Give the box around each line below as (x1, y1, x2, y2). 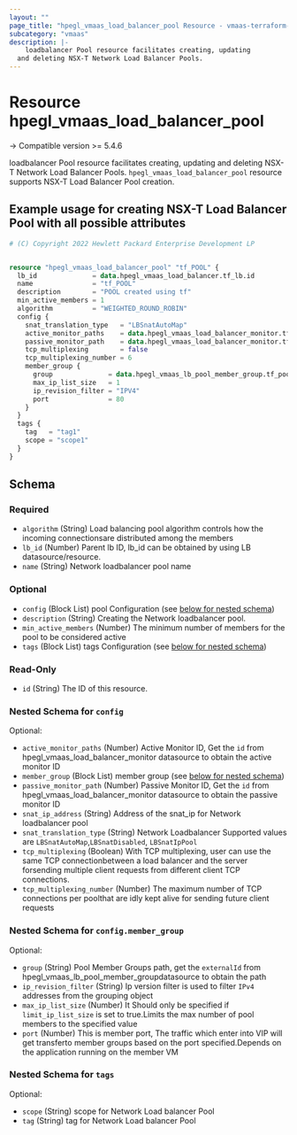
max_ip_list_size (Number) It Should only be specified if (21, 1000, 230, 1010)
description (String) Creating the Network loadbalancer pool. (21, 613, 246, 623)
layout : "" (9, 12, 49, 22)
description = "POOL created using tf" (17, 288, 192, 297)
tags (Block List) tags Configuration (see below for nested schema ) (21, 641, 267, 652)
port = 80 (32, 395, 125, 404)
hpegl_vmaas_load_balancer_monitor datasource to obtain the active (21, 752, 272, 762)
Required (9, 503, 49, 515)
